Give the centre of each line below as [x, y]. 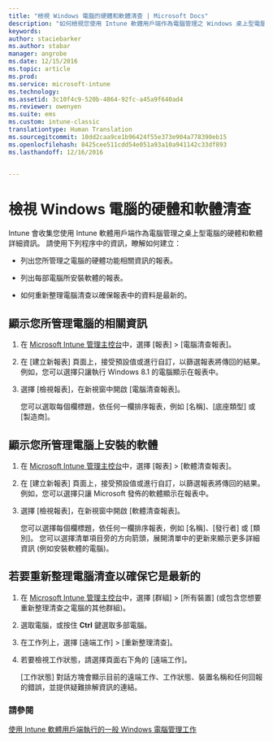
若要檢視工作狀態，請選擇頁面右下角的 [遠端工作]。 [106, 659]
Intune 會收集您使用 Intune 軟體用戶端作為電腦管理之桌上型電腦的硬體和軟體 [136, 234]
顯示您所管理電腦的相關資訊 [78, 323]
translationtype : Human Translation [70, 129]
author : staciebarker [45, 39]
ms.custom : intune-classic [54, 122]
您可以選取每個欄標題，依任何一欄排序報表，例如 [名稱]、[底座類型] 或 [138, 407]
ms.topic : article [39, 69]
